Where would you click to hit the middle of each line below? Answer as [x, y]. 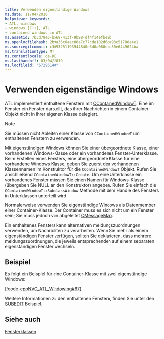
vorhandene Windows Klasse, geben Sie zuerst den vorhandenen [72, 164]
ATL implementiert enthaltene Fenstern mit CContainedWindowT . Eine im [80, 103]
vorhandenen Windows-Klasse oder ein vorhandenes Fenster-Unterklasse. [82, 153]
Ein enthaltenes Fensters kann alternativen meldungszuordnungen [73, 225]
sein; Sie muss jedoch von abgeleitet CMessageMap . [59, 216]
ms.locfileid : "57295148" [32, 65]
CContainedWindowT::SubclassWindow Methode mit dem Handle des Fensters [82, 190]
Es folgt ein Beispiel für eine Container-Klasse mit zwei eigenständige [76, 274]
